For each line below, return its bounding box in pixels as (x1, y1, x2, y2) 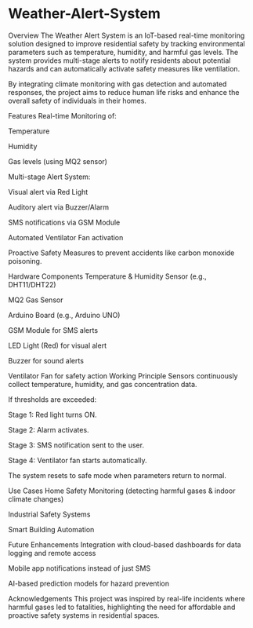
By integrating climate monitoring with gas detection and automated (8, 79, 227, 89)
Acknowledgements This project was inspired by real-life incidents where (8, 593, 245, 603)
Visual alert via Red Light (8, 187, 89, 196)
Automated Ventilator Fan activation (8, 232, 124, 242)
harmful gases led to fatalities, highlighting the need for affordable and (8, 602, 236, 612)
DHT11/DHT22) (8, 279, 56, 289)
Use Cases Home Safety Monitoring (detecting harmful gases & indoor (8, 486, 236, 495)
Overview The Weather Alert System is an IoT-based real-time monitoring (8, 31, 245, 40)
